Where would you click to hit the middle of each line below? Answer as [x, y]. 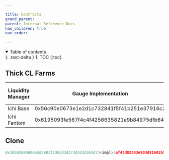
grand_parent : [20, 19]
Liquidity [19, 90]
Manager [19, 96]
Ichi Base [19, 108]
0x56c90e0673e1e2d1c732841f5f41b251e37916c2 [100, 108]
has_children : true [26, 28]
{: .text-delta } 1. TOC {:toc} [33, 57]
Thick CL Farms [30, 73]
